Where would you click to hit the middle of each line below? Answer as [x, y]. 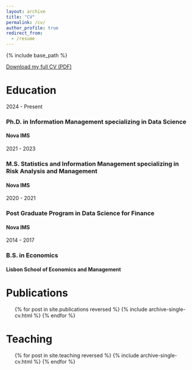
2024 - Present [24, 107]
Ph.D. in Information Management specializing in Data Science [96, 122]
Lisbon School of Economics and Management [64, 269]
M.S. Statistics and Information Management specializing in [92, 163]
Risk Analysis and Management [52, 171]
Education [31, 90]
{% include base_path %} [37, 55]
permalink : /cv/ [26, 22]
